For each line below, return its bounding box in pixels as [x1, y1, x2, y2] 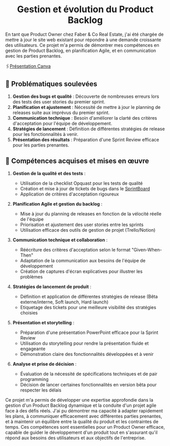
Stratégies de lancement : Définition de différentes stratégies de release [12, 126, 165, 132]
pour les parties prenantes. [12, 142, 70, 148]
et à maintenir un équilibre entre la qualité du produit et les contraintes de [5, 419, 159, 425]
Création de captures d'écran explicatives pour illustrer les [20, 268, 143, 274]
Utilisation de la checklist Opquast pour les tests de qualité [20, 180, 143, 186]
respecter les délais [20, 387, 62, 393]
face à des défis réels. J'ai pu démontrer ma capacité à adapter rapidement [5, 407, 163, 413]
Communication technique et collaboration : [12, 237, 108, 243]
